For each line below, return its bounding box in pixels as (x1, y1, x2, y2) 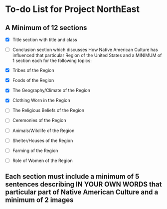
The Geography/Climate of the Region (12, 87, 91, 93)
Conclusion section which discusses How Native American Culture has (12, 46, 158, 53)
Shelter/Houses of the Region (12, 137, 73, 143)
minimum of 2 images (5, 196, 74, 204)
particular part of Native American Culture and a (5, 188, 159, 196)
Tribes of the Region (12, 67, 54, 73)
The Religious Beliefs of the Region (12, 107, 85, 113)
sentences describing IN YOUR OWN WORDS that (5, 180, 162, 188)
